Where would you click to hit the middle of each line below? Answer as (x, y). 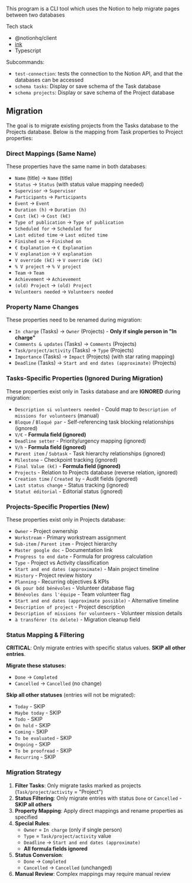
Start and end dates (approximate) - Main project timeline (87, 569)
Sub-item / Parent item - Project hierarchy (66, 544)
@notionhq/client (36, 38)
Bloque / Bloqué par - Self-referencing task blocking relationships (94, 422)
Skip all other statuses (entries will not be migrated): (71, 695)
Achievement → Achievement (48, 279)
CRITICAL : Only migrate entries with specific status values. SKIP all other (96, 648)
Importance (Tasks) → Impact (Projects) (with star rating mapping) (95, 357)
